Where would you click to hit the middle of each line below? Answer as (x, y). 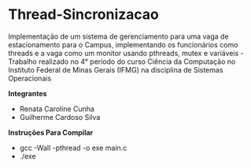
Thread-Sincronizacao (84, 15)
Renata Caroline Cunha (57, 109)
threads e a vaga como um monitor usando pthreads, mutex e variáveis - (126, 53)
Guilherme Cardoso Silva (60, 117)
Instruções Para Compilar (51, 133)
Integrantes (28, 93)
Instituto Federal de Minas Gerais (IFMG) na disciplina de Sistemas (116, 69)
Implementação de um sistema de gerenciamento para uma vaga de (119, 36)
